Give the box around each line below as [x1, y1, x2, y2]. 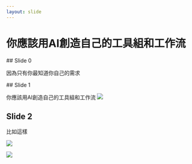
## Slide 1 [6, 81, 31, 88]
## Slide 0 [6, 56, 32, 64]
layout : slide [6, 8, 42, 15]
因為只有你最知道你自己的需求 [6, 69, 80, 76]
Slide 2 [6, 111, 33, 121]
